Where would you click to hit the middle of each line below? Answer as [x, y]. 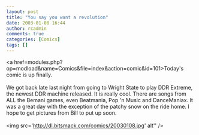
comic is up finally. [29, 75]
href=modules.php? [38, 62]
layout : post [22, 12]
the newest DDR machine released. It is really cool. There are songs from [97, 94]
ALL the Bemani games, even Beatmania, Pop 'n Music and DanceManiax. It [100, 100]
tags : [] [17, 45]
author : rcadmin [26, 28]
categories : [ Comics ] [33, 39]
